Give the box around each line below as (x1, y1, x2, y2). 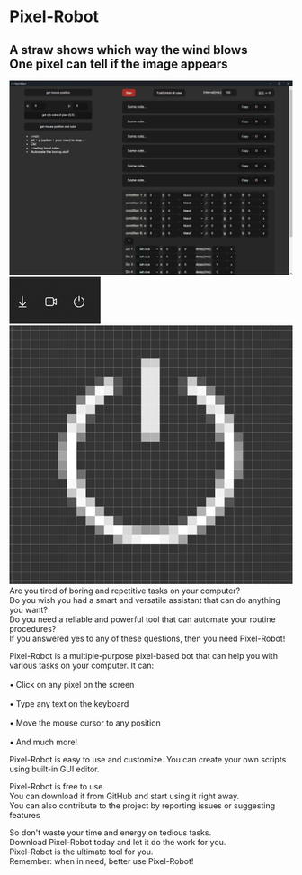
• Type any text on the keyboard (9, 699, 129, 709)
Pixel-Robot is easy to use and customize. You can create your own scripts (9, 754, 287, 765)
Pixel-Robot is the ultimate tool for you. (9, 846, 154, 857)
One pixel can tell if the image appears (9, 56, 228, 71)
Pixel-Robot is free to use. (9, 781, 106, 792)
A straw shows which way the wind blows (9, 42, 248, 58)
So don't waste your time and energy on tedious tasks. (9, 827, 212, 838)
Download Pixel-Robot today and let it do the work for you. (9, 837, 226, 848)
